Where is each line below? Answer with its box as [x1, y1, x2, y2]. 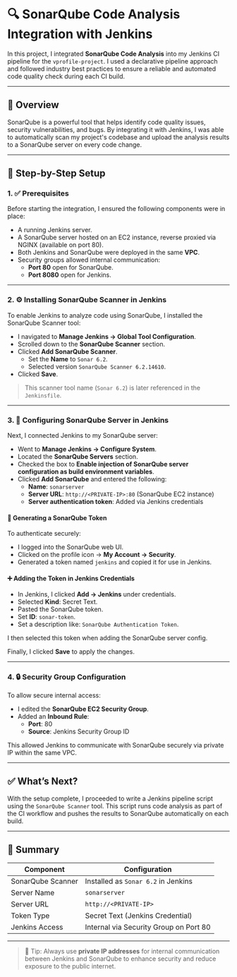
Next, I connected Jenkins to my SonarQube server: [7, 431, 159, 440]
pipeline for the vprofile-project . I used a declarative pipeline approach [7, 56, 218, 65]
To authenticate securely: [7, 529, 81, 538]
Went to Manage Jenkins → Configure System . [17, 445, 157, 453]
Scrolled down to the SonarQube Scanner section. [17, 340, 166, 348]
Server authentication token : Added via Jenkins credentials [28, 498, 204, 506]
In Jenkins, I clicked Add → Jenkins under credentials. [17, 590, 176, 599]
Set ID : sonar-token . [17, 613, 76, 621]
